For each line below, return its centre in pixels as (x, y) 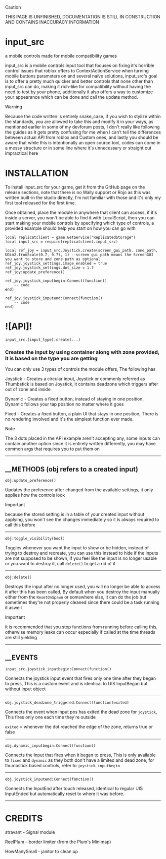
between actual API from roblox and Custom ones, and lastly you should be (82, 137)
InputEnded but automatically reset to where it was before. (65, 793)
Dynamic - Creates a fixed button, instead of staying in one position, (75, 399)
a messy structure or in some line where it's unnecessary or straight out (78, 148)
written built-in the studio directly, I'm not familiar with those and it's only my (83, 198)
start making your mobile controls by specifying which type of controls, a (80, 223)
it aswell (14, 607)
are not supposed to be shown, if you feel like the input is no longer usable (81, 558)
